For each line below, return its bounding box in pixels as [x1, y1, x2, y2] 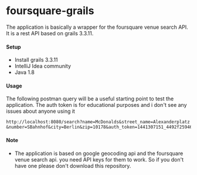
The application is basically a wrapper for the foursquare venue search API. [6, 23, 189, 31]
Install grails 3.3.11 [14, 56, 58, 63]
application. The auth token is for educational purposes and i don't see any [6, 102, 187, 109]
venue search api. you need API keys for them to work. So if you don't [14, 156, 184, 163]
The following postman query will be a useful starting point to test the [6, 95, 174, 102]
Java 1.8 [14, 69, 35, 76]
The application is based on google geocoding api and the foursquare [14, 150, 184, 157]
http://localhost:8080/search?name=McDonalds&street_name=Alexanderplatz [6, 119, 191, 125]
